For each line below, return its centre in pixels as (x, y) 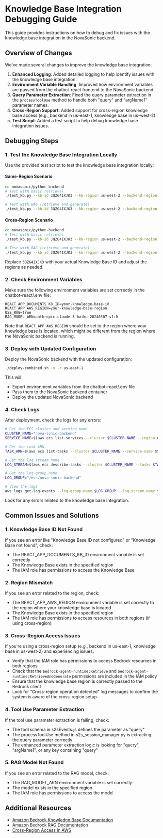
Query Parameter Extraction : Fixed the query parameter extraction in (82, 95)
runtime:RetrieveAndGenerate (41, 677)
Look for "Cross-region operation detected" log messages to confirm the (85, 692)
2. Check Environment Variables (44, 279)
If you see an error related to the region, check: (52, 593)
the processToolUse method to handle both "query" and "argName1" (80, 100)
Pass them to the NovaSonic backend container (60, 392)
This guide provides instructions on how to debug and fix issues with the (78, 32)
